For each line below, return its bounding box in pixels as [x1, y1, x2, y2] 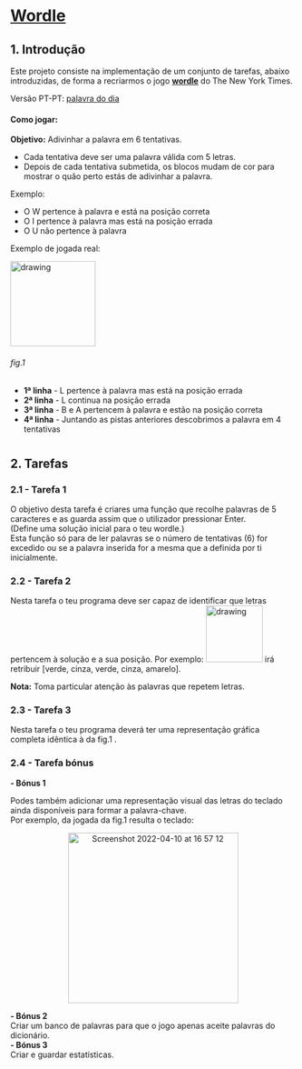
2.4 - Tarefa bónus [10, 756, 94, 769]
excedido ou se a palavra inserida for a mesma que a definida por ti [10, 542, 262, 553]
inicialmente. [10, 552, 58, 563]
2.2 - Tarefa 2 [10, 574, 72, 587]
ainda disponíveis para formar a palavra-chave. [10, 804, 187, 815]
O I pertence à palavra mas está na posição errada [23, 215, 213, 227]
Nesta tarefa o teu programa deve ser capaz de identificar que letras [10, 595, 267, 606]
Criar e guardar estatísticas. [10, 1049, 114, 1060]
